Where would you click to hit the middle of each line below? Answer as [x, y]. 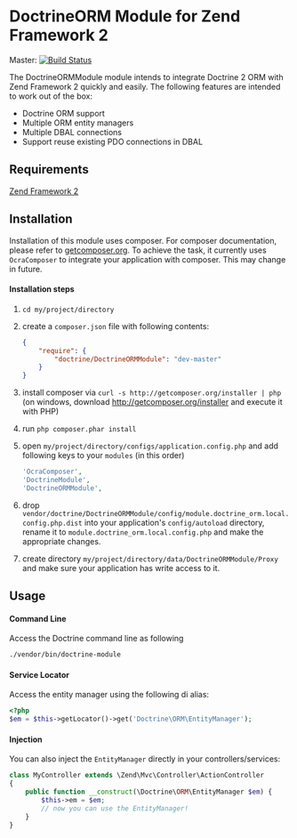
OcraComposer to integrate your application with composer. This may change [148, 259]
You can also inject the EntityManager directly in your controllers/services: [145, 759]
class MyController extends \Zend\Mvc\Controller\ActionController [137, 776]
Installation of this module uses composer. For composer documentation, [143, 240]
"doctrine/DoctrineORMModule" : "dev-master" [138, 359]
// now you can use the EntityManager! [115, 808]
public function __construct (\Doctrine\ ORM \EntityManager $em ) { [149, 792]
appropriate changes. [61, 541]
